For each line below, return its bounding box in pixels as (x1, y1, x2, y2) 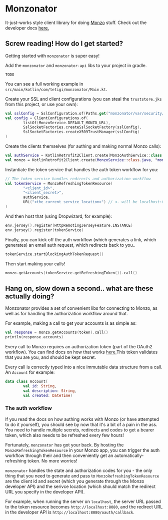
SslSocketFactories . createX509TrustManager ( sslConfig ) (23, 130, 140, 135)
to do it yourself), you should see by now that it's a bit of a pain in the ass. (5, 421, 157, 427)
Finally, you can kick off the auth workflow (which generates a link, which (5, 236, 156, 243)
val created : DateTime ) (23, 393, 72, 398)
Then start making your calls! (5, 261, 65, 267)
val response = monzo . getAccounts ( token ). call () (5, 330, 108, 335)
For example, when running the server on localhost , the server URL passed (5, 498, 161, 504)
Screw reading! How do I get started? (5, 40, 123, 48)
